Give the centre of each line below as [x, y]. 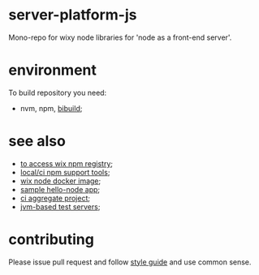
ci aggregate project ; [55, 198]
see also [37, 142]
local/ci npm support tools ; [65, 172]
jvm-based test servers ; [60, 206]
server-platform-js [73, 15]
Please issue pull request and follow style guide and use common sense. [130, 262]
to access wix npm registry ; [67, 163]
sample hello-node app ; [60, 189]
